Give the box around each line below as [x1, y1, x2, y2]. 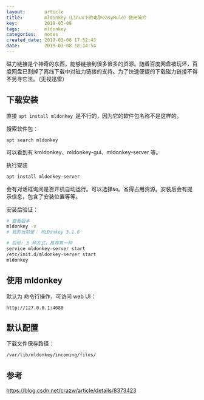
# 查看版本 [6, 218, 30, 224]
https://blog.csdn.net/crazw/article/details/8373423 [6, 387, 137, 394]
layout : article [6, 8, 64, 15]
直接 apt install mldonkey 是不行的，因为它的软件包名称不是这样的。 [6, 112, 182, 119]
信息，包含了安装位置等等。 [11, 192, 81, 200]
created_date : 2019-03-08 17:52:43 [6, 37, 97, 43]
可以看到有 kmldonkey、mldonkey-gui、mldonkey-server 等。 [6, 148, 161, 155]
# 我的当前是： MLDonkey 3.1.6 [6, 229, 80, 236]
